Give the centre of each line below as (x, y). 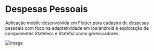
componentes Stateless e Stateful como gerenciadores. (62, 33)
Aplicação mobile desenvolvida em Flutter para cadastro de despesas (77, 23)
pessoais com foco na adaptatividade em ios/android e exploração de (77, 28)
